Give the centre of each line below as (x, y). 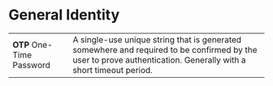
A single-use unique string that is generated (157, 40)
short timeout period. (113, 70)
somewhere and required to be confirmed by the (165, 49)
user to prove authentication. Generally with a (159, 60)
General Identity (64, 15)
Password (32, 65)
